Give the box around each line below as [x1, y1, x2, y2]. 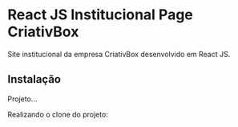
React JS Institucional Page [7, 6, 194, 24]
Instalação [7, 72, 62, 86]
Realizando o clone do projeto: [7, 109, 109, 119]
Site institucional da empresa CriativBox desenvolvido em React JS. [7, 49, 231, 59]
